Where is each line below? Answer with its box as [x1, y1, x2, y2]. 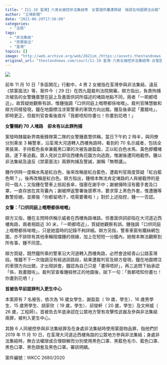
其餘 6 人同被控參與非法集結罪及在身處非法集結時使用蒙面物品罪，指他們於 [5, 326, 159, 332]
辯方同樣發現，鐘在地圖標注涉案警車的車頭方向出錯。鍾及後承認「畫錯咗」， [5, 106, 160, 112]
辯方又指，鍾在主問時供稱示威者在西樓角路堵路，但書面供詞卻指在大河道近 [5, 215, 158, 221]
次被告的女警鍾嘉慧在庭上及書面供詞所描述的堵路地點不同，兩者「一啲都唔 [5, 94, 158, 100]
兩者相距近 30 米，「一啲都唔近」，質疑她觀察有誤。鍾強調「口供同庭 [22, 221, 162, 227]
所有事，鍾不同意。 [5, 240, 45, 246]
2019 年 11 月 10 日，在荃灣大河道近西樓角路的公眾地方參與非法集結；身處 [5, 332, 156, 338]
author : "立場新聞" [5, 12, 43, 17]
